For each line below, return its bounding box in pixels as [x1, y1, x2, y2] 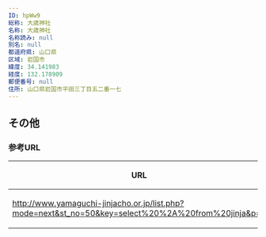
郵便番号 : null [8, 77, 54, 85]
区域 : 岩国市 [8, 56, 45, 64]
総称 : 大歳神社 [8, 19, 51, 27]
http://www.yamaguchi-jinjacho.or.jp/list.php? [12, 198, 184, 209]
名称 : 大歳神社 [8, 26, 51, 34]
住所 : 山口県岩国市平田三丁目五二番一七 [8, 85, 122, 93]
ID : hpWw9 [8, 11, 41, 20]
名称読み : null [8, 33, 54, 42]
